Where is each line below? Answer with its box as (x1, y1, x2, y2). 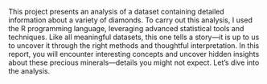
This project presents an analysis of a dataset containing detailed (8, 7, 225, 16)
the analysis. (8, 66, 51, 75)
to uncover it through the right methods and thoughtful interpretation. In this (8, 41, 260, 50)
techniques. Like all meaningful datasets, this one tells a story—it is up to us (8, 32, 260, 42)
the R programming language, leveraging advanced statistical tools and (8, 24, 244, 33)
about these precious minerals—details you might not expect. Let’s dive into (8, 58, 260, 67)
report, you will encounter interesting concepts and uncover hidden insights (8, 50, 260, 58)
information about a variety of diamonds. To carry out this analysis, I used (8, 15, 253, 25)
